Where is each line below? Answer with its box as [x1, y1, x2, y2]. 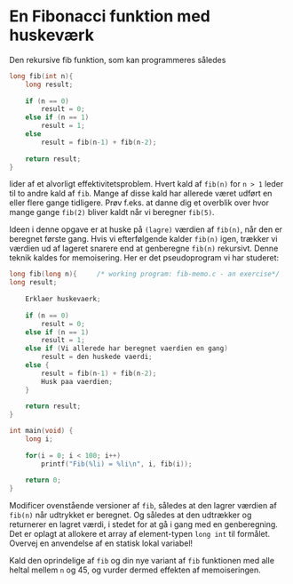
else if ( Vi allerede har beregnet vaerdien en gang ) [25, 344, 228, 353]
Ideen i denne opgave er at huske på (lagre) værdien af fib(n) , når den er [9, 224, 282, 235]
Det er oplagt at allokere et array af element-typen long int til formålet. [9, 529, 271, 540]
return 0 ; [25, 476, 62, 485]
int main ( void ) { [9, 427, 74, 436]
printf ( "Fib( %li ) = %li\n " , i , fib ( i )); [41, 460, 193, 468]
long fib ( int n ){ [9, 71, 74, 81]
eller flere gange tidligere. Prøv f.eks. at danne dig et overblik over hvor [9, 197, 269, 208]
